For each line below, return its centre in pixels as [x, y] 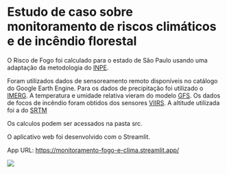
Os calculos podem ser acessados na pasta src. [75, 123]
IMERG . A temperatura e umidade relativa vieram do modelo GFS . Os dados [114, 95]
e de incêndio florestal [72, 41]
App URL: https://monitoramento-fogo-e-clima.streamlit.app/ [93, 150]
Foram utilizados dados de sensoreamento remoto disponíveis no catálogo [112, 80]
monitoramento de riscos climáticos [112, 26]
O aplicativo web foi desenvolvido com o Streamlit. [79, 137]
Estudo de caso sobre [70, 12]
